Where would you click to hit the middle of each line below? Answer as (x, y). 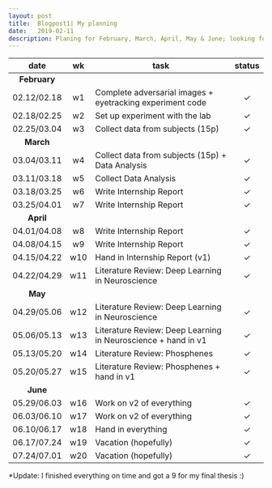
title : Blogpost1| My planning (63, 23)
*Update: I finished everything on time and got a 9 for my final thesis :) (126, 476)
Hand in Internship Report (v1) (153, 257)
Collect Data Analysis (136, 179)
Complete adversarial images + (154, 92)
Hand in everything (131, 430)
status (247, 66)
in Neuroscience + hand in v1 (151, 341)
